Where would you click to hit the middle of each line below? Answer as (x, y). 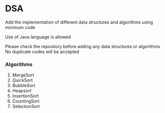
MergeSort (23, 75)
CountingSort (26, 101)
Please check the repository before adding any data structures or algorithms (82, 46)
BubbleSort (24, 85)
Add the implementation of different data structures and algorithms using (79, 22)
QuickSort (22, 80)
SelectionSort (26, 107)
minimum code (20, 27)
